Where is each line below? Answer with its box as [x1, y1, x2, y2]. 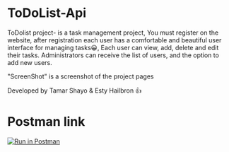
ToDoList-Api [7, 5, 87, 21]
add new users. [7, 58, 53, 66]
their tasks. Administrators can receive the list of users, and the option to [7, 51, 219, 59]
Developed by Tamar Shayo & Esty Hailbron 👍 [7, 86, 142, 95]
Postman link [7, 114, 86, 130]
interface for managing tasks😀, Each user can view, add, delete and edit [7, 43, 219, 52]
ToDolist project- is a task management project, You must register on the [7, 28, 219, 37]
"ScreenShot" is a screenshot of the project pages [7, 72, 154, 81]
